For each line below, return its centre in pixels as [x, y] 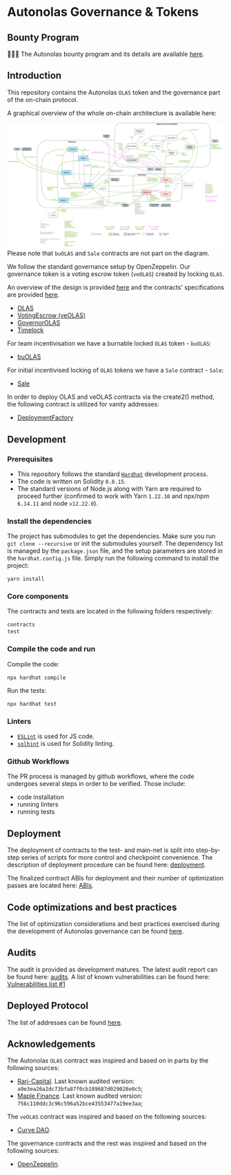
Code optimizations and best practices [92, 907]
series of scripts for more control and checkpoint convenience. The [117, 858]
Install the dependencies [49, 521]
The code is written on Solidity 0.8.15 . [71, 481]
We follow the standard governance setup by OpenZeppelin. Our [99, 267]
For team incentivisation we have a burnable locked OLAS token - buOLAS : [109, 344]
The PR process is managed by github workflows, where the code [101, 776]
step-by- [208, 850]
